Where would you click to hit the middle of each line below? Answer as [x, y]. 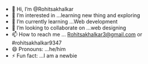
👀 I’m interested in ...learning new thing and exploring [76, 15]
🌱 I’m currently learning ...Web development [65, 21]
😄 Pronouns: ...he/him [39, 49]
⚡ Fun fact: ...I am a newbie [44, 55]
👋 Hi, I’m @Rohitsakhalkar [43, 9]
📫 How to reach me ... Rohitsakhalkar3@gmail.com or [77, 34]
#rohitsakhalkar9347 [37, 43]
